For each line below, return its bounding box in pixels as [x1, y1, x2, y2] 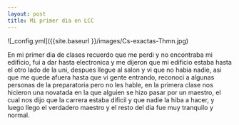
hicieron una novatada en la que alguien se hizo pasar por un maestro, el [7, 88, 221, 97]
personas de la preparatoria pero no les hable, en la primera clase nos [7, 80, 214, 89]
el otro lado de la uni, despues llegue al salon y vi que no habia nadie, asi [7, 65, 222, 74]
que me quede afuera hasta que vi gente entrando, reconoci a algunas [7, 72, 215, 82]
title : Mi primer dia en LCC [7, 17, 94, 24]
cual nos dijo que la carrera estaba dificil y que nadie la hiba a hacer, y [7, 95, 215, 104]
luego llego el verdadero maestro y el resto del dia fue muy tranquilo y [7, 103, 214, 112]
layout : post [7, 10, 46, 18]
